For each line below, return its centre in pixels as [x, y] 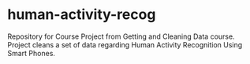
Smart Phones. [32, 53]
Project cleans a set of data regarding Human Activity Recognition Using [125, 44]
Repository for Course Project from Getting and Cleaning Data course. [121, 36]
